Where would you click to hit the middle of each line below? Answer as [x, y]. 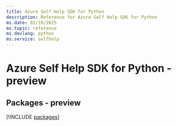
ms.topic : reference [32, 28]
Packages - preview [44, 103]
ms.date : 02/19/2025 [32, 22]
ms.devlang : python [30, 34]
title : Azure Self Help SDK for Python [55, 12]
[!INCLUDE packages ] [33, 117]
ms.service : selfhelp [33, 39]
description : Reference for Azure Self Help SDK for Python [82, 17]
